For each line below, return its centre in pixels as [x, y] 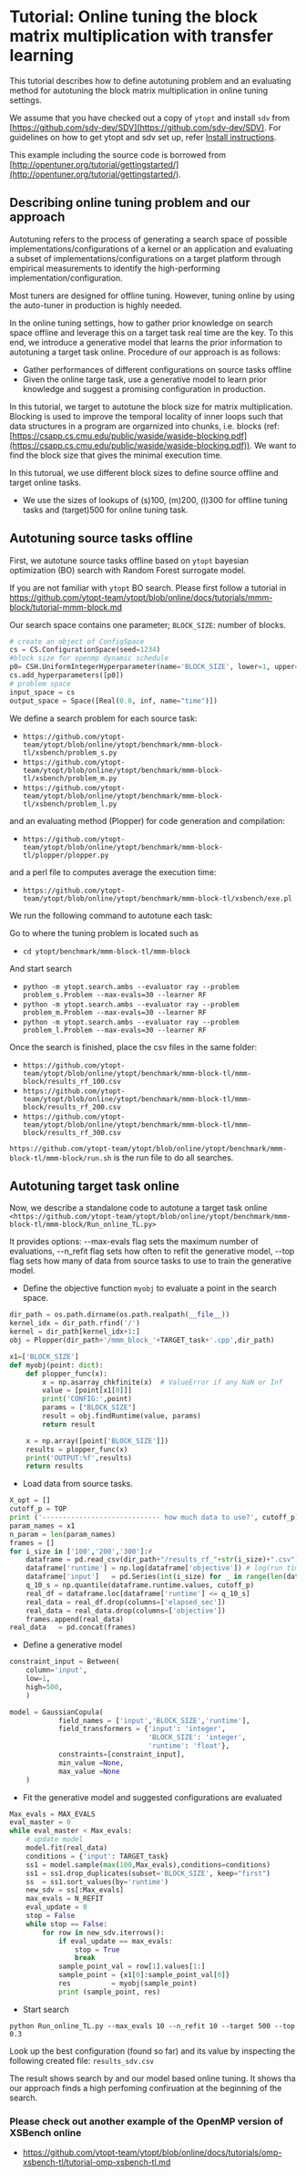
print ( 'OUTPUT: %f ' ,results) [79, 1458]
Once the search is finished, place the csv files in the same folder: [133, 1047]
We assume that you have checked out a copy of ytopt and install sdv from [149, 118]
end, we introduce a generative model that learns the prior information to [146, 342]
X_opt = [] [30, 1501]
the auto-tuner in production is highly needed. [96, 305]
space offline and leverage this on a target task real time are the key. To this [152, 332]
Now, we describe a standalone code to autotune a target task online [138, 1208]
